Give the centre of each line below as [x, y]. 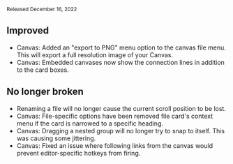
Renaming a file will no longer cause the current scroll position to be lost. [121, 108]
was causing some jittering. [56, 138]
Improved [28, 31]
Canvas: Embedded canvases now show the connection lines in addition [120, 62]
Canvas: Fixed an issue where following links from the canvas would [115, 145]
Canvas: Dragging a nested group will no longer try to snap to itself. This [120, 131]
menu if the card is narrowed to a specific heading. [90, 123]
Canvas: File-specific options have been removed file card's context [115, 116]
